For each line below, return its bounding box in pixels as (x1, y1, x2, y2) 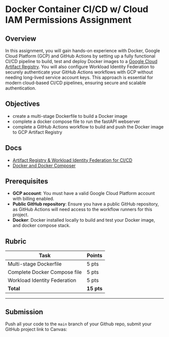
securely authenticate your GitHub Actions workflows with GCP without (5, 69, 153, 75)
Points (87, 252, 103, 259)
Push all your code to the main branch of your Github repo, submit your (5, 321, 152, 327)
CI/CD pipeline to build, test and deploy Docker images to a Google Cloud (5, 58, 157, 64)
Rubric (5, 237, 27, 245)
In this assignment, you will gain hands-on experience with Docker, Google (5, 48, 160, 53)
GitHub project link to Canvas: (5, 326, 67, 332)
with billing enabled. (12, 195, 54, 202)
